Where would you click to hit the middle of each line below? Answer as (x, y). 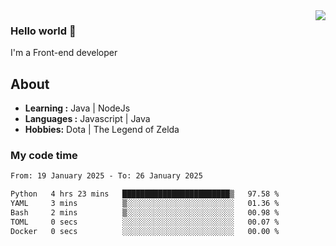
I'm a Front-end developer (64, 53)
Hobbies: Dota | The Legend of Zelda (102, 130)
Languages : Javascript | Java (87, 119)
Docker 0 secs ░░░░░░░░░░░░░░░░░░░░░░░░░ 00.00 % (145, 231)
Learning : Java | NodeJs (77, 108)
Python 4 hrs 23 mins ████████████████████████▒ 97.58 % (145, 194)
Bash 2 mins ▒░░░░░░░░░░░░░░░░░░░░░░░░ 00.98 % (145, 213)
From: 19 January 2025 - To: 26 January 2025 (106, 176)
